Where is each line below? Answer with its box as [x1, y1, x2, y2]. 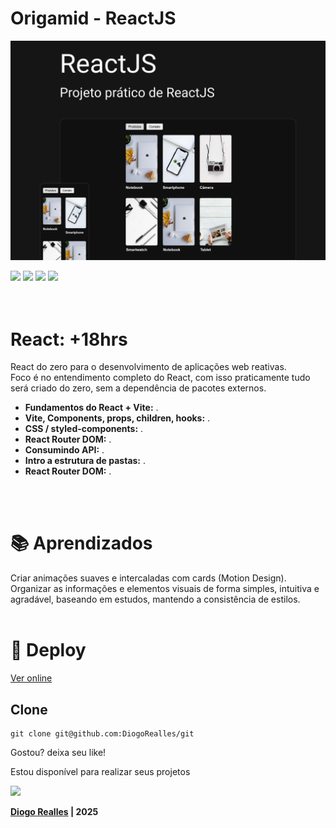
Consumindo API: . [24, 444, 105, 456]
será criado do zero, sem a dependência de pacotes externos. [10, 382, 267, 394]
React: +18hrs [10, 328, 128, 351]
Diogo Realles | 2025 [10, 805, 99, 817]
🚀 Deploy [10, 639, 87, 662]
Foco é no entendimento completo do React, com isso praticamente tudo [10, 372, 311, 384]
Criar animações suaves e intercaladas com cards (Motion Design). [10, 572, 287, 584]
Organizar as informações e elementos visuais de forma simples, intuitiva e [10, 583, 320, 595]
